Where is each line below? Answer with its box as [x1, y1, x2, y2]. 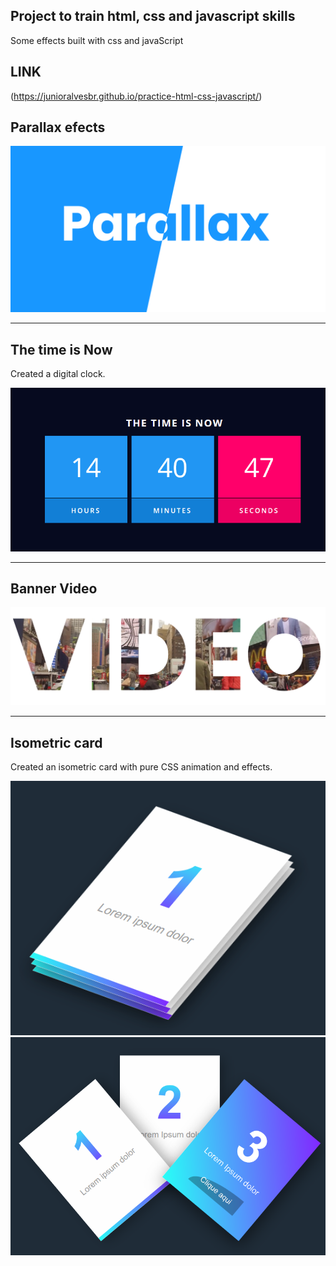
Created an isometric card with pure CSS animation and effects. [10, 761, 273, 773]
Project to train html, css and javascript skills [10, 8, 296, 25]
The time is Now [10, 341, 113, 358]
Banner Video [10, 580, 98, 597]
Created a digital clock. [10, 368, 106, 380]
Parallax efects [10, 119, 106, 136]
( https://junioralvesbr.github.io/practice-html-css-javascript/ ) [10, 90, 263, 102]
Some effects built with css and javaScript [10, 34, 184, 46]
